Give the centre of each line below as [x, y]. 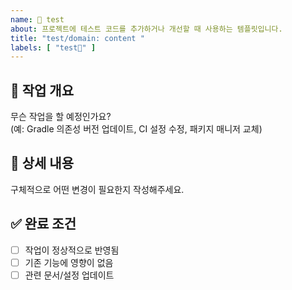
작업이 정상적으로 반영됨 [72, 250]
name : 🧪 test [37, 19]
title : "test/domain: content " [77, 38]
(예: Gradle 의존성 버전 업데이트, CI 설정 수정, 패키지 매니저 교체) [136, 129]
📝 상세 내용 [42, 163]
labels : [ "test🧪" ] [53, 47]
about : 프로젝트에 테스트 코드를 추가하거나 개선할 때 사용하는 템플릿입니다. [146, 29]
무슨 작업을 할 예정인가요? [61, 117]
